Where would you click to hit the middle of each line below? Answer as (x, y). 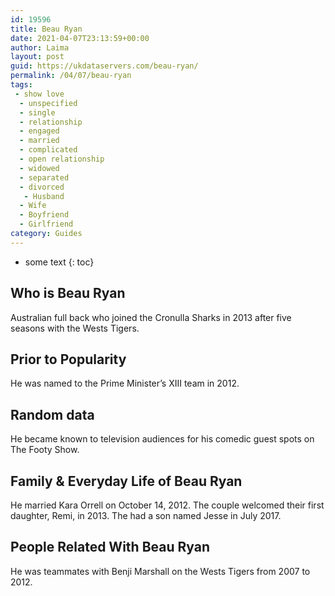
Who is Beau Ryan (68, 293)
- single (37, 112)
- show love (39, 94)
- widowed (39, 168)
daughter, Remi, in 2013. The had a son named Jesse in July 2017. (146, 515)
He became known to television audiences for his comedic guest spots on (162, 439)
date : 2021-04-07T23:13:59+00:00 (80, 38)
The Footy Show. (45, 450)
